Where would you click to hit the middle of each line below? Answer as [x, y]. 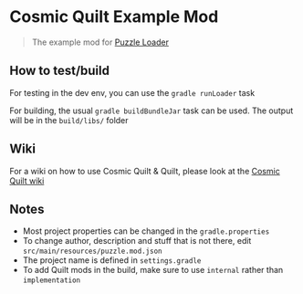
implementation [52, 280]
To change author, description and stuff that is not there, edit [137, 241]
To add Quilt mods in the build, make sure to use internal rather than [153, 270]
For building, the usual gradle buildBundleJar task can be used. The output [151, 110]
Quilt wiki [27, 181]
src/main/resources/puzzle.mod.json [92, 252]
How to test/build [59, 71]
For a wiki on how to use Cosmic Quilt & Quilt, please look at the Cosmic [145, 171]
